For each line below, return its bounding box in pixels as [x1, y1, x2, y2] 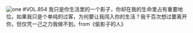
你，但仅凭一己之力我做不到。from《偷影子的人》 [6, 21, 126, 27]
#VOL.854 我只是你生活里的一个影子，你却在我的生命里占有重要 [22, 6, 178, 12]
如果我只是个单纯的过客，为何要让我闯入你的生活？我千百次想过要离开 [16, 13, 187, 20]
